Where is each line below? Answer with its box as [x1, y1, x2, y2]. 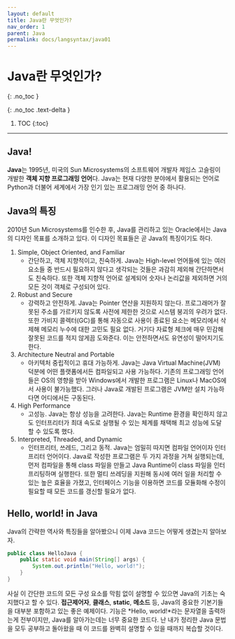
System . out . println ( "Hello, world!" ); [32, 563, 145, 570]
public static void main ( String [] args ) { [20, 557, 145, 563]
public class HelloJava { [7, 550, 83, 557]
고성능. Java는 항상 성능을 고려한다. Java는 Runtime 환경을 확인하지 [27, 410, 215, 418]
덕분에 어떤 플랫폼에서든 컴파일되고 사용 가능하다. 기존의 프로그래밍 [27, 367, 211, 375]
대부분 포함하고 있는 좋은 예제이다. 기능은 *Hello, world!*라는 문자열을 [14, 606, 208, 615]
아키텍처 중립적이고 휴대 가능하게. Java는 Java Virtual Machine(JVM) [27, 358, 221, 367]
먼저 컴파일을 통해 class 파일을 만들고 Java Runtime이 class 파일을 [27, 461, 213, 469]
